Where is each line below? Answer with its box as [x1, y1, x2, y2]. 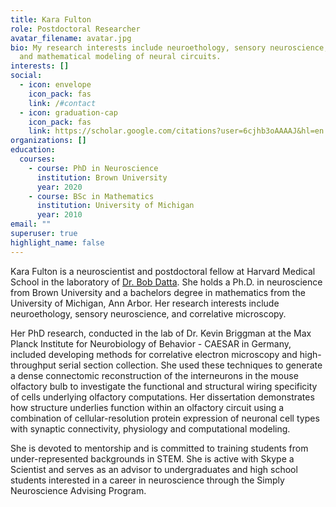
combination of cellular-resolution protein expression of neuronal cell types [10, 412, 320, 424]
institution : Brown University [36, 172, 168, 183]
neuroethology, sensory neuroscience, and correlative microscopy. [10, 307, 287, 320]
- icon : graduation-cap [19, 107, 118, 118]
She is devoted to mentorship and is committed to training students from [10, 442, 309, 454]
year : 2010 [36, 210, 83, 220]
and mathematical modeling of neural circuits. [19, 52, 222, 62]
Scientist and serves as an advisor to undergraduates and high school [10, 463, 298, 475]
